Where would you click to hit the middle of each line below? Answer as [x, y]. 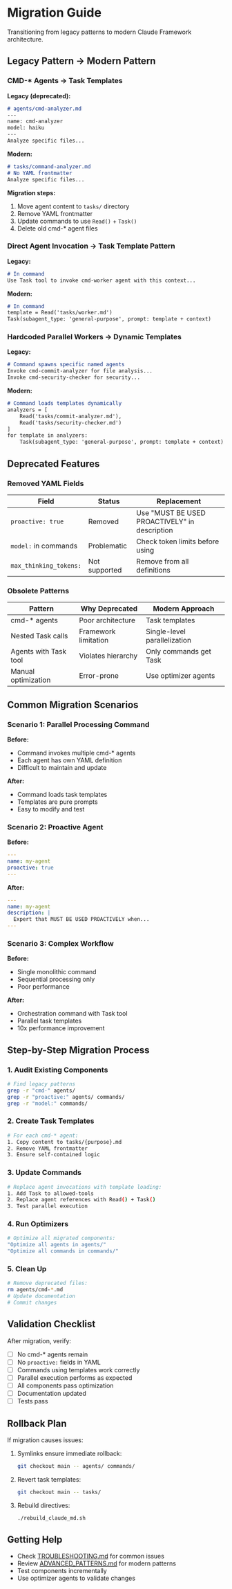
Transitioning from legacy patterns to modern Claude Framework [99, 32]
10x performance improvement [61, 1028]
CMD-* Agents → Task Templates [65, 81]
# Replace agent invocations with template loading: [85, 1187]
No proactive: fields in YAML [59, 1362]
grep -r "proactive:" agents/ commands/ [66, 1097]
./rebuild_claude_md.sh [51, 1518]
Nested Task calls [39, 636]
